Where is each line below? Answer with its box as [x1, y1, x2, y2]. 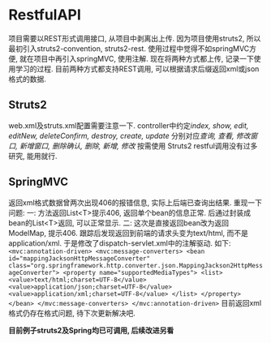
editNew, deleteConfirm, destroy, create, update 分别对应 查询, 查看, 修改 [8, 131, 251, 140]
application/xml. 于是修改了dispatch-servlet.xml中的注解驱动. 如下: [8, 238, 231, 248]
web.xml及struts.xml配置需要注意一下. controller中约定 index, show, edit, [8, 120, 249, 131]
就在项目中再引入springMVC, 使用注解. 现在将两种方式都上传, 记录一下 [19, 54, 254, 63]
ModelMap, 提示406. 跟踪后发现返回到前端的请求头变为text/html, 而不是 [8, 228, 249, 238]
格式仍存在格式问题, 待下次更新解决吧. [8, 308, 136, 318]
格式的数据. [8, 74, 47, 84]
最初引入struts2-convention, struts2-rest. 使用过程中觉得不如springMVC [8, 43, 250, 54]
